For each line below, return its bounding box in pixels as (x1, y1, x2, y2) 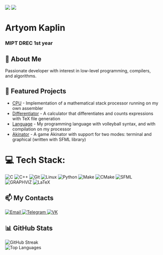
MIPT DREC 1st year (5, 40, 53, 46)
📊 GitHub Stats (5, 224, 53, 232)
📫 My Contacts (5, 194, 54, 202)
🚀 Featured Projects (5, 87, 67, 95)
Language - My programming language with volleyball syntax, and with (12, 121, 156, 127)
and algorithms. (5, 73, 37, 79)
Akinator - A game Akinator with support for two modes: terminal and (12, 131, 152, 137)
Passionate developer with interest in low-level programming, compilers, (5, 67, 151, 73)
